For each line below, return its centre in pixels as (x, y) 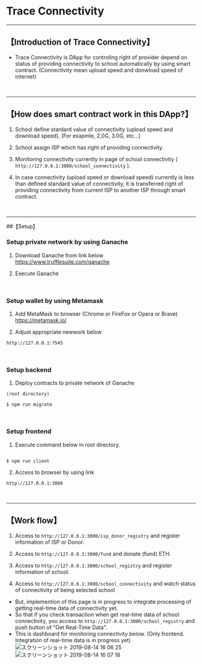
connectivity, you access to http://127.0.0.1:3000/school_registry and (105, 621)
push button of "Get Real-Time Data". (61, 627)
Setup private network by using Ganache (67, 242)
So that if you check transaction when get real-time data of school (97, 615)
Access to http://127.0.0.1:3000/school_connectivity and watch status (105, 583)
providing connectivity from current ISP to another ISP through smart (100, 190)
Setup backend (29, 370)
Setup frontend (29, 432)
